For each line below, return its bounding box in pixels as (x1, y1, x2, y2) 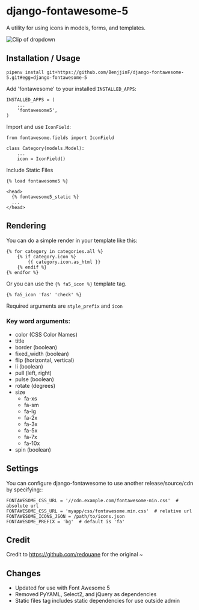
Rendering (6, 221, 46, 231)
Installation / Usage (6, 53, 81, 64)
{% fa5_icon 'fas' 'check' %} (6, 291, 82, 297)
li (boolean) (14, 363, 43, 370)
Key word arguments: (6, 317, 71, 326)
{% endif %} (17, 264, 47, 270)
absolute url (6, 503, 39, 509)
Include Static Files (6, 166, 54, 173)
